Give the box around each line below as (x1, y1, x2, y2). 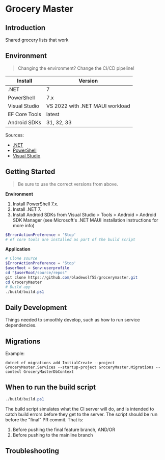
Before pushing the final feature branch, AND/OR (12, 426, 116, 432)
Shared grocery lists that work (5, 37, 69, 43)
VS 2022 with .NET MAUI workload (46, 102, 131, 110)
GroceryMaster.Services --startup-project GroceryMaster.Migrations (5, 365, 154, 370)
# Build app (5, 284, 31, 289)
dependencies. (5, 322, 37, 329)
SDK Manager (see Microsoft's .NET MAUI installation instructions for (12, 217, 159, 223)
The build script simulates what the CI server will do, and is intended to (5, 405, 154, 412)
